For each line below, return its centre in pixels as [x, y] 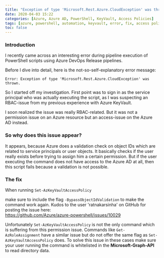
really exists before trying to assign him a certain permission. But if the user [81, 156]
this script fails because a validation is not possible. [57, 167]
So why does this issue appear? [43, 135]
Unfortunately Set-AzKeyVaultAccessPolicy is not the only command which [80, 225]
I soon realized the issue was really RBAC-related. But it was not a [71, 112]
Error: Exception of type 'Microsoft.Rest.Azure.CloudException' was [77, 79]
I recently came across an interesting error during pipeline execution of [76, 55]
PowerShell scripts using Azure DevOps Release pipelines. [64, 61]
